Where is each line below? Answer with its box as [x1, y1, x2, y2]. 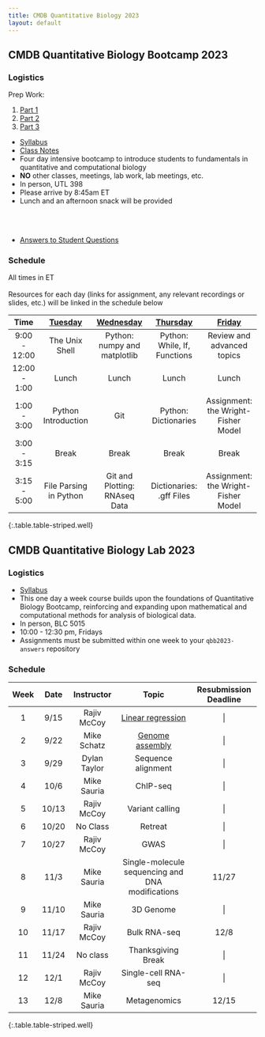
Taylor [80, 763, 104, 774]
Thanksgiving [129, 944, 179, 956]
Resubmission [196, 684, 252, 695]
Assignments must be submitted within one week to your [19, 636, 205, 645]
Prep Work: [8, 90, 45, 100]
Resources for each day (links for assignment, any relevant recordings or [8, 290, 245, 299]
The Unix [48, 335, 83, 346]
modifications [128, 887, 179, 898]
